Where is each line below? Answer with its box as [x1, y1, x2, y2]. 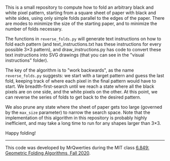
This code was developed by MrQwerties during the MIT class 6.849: [5, 145, 150, 150]
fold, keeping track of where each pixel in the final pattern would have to [5, 78, 156, 84]
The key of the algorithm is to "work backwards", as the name [5, 67, 134, 73]
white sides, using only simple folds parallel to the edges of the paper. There [5, 15, 165, 21]
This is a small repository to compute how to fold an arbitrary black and [5, 5, 154, 10]
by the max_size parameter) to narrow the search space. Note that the [5, 109, 150, 115]
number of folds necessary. [5, 26, 63, 32]
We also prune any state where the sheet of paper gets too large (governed [5, 104, 162, 110]
